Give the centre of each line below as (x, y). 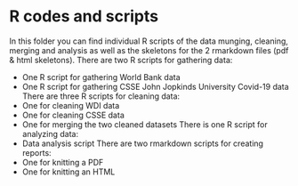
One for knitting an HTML (68, 172)
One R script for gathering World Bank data (101, 77)
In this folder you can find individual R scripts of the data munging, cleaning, (149, 41)
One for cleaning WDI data (71, 105)
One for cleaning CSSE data (73, 115)
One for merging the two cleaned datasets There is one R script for (145, 124)
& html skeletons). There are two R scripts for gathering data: (121, 60)
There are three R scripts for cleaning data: (101, 96)
